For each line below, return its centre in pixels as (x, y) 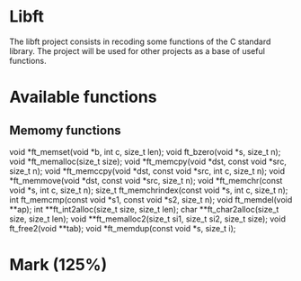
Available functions (83, 97)
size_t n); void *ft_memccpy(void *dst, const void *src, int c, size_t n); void (147, 171)
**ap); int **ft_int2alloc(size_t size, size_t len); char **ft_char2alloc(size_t (144, 209)
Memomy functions (65, 130)
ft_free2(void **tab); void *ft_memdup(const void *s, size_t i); (123, 228)
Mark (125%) (58, 265)
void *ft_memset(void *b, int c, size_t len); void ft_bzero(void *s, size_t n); (145, 151)
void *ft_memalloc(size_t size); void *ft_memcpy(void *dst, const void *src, (148, 161)
